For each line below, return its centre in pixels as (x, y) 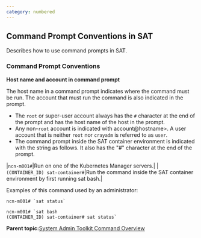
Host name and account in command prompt (63, 80)
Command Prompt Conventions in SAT (80, 36)
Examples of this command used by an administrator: (72, 190)
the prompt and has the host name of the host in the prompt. (90, 122)
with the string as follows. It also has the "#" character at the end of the (104, 148)
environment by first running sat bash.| (54, 178)
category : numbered (31, 12)
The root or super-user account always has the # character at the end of (105, 116)
